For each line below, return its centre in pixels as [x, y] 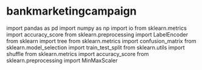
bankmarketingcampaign [71, 11]
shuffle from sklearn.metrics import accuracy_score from [78, 54]
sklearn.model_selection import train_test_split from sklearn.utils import [96, 47]
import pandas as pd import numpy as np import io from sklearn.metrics [96, 28]
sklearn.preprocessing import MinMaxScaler [62, 60]
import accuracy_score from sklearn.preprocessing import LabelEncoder [97, 34]
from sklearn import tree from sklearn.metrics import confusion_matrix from [101, 41]
